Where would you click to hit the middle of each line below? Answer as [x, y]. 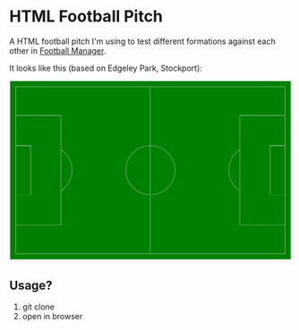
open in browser [52, 317]
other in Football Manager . [58, 50]
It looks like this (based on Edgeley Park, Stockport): [106, 68]
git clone [38, 307]
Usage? [31, 285]
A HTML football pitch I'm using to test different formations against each [142, 41]
